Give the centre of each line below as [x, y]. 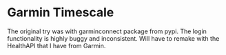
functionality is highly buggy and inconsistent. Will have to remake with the [113, 38]
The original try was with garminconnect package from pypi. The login [107, 31]
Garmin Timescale [61, 13]
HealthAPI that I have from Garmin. [56, 45]
